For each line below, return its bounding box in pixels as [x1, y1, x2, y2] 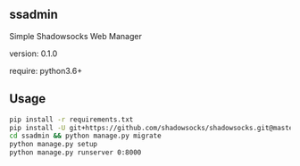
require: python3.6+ [9, 65, 83, 76]
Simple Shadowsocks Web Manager [9, 30, 143, 41]
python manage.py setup [9, 140, 98, 149]
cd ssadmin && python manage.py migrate [9, 131, 162, 141]
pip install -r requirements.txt [9, 115, 134, 124]
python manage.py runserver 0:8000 [9, 148, 142, 157]
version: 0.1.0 [9, 48, 58, 59]
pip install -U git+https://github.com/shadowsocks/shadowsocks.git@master [9, 123, 297, 132]
